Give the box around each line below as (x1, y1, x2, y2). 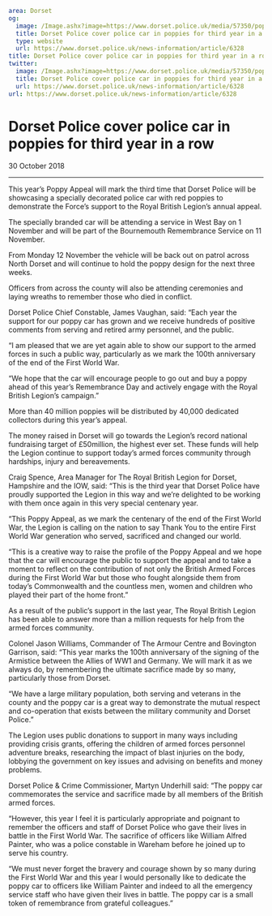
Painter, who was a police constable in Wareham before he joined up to (8, 840, 245, 849)
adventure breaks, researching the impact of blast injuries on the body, (8, 748, 245, 758)
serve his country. (8, 848, 69, 858)
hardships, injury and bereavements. (8, 457, 131, 467)
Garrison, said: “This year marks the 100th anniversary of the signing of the (8, 647, 260, 657)
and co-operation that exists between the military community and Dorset (8, 706, 251, 716)
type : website (15, 37, 63, 45)
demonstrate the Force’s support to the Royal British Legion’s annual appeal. (8, 202, 262, 212)
